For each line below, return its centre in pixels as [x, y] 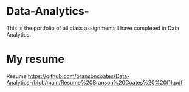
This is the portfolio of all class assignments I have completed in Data [93, 28]
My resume [36, 59]
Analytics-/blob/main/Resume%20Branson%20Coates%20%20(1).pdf [95, 82]
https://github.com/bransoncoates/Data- [79, 76]
